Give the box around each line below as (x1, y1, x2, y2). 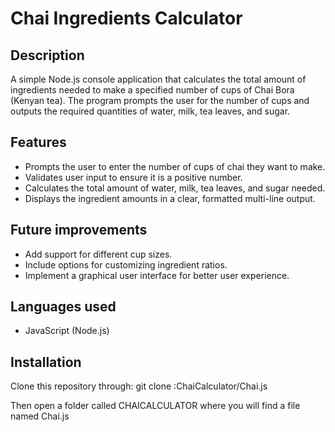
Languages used (10, 298, 117, 316)
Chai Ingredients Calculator (10, 7, 243, 30)
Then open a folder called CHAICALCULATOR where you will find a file (10, 400, 301, 412)
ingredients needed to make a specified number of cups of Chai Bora (10, 84, 295, 96)
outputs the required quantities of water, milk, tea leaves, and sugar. (10, 105, 291, 117)
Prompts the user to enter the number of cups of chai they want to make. (24, 160, 326, 172)
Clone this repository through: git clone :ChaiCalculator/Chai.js (10, 380, 268, 392)
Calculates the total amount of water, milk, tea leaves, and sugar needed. (24, 182, 326, 194)
